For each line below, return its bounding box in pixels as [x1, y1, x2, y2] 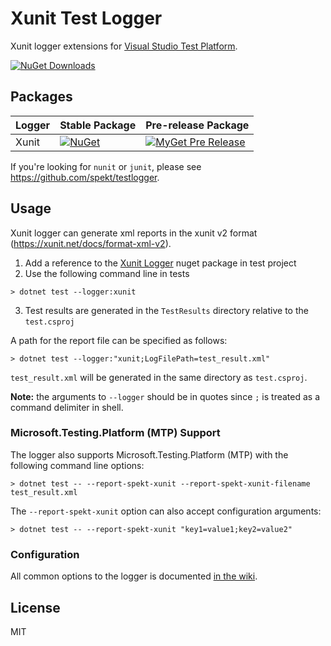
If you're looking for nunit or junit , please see [10, 160, 202, 172]
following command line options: [10, 459, 145, 471]
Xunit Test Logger [10, 7, 163, 30]
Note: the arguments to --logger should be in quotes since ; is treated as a [10, 390, 321, 402]
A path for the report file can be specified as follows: [10, 334, 228, 346]
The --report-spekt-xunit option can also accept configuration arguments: [10, 505, 322, 517]
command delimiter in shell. [10, 401, 124, 413]
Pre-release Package [145, 118, 250, 132]
